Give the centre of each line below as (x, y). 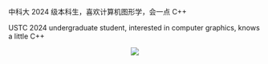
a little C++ (26, 36)
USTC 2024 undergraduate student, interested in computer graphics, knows (134, 28)
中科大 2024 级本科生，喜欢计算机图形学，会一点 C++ (97, 12)
